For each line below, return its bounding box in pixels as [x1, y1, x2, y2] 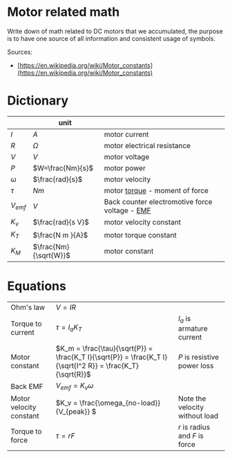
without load [178, 411, 219, 421]
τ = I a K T [55, 322, 82, 333]
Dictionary [7, 93, 69, 109]
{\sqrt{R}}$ [55, 369, 91, 379]
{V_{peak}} [55, 406, 90, 416]
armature [178, 324, 209, 333]
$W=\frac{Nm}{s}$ [32, 163, 94, 173]
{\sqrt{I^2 [55, 361, 86, 371]
